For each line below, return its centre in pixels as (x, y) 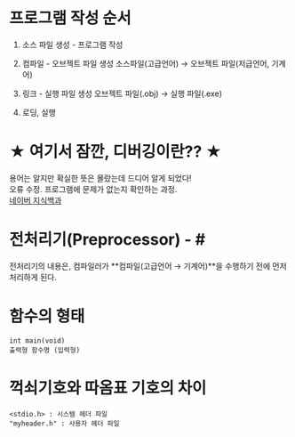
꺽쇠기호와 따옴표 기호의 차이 (108, 388)
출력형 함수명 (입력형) (45, 350)
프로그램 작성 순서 (70, 18)
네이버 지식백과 (36, 200)
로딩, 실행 (39, 112)
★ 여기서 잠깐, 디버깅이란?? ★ (116, 152)
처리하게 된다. (33, 277)
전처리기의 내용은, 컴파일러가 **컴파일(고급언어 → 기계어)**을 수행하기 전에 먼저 (148, 266)
